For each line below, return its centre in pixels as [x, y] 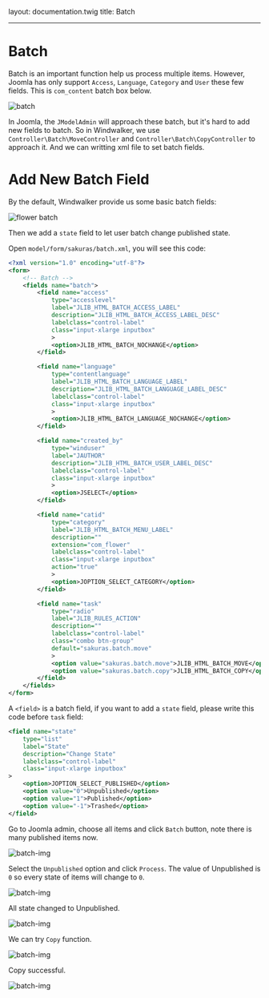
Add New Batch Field [79, 180]
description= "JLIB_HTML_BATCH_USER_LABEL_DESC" [132, 463]
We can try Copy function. [50, 939]
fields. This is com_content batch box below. [80, 91]
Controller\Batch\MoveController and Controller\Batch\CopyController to [132, 139]
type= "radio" [72, 611]
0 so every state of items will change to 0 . [76, 877]
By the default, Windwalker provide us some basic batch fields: [112, 201]
